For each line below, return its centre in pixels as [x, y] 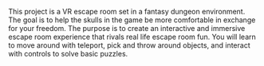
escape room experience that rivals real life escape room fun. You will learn [132, 37]
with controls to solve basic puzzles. [68, 54]
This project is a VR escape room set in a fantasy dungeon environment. [127, 12]
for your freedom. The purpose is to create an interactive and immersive [127, 28]
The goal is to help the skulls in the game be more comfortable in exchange [132, 20]
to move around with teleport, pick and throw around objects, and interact [129, 45]
